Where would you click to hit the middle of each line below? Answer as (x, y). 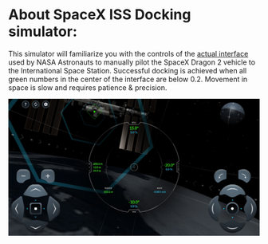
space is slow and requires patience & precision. (88, 87)
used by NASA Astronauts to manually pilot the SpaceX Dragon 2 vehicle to (132, 62)
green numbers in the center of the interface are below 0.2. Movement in (128, 79)
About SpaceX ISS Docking (100, 15)
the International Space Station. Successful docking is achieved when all (128, 70)
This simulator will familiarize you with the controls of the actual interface (128, 53)
